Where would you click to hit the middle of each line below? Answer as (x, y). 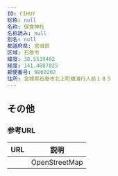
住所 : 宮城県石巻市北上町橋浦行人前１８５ (60, 79)
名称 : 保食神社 (26, 27)
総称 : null (22, 20)
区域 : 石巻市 (23, 53)
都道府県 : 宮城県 (28, 46)
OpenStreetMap (57, 163)
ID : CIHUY (22, 14)
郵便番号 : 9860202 (32, 72)
